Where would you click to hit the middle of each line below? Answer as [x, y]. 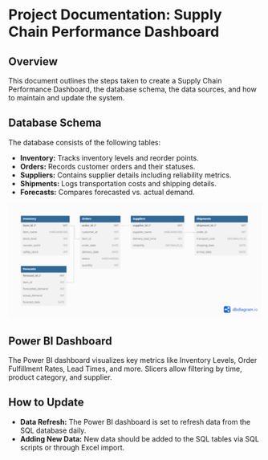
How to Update [46, 403]
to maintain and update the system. [67, 98]
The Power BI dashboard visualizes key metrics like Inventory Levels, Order [133, 360]
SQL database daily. [53, 430]
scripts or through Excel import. [72, 447]
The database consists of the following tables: [85, 142]
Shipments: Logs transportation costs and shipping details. [118, 183]
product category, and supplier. [60, 377]
